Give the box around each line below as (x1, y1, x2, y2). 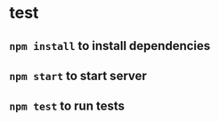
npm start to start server (9, 68, 147, 83)
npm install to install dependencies (9, 38, 211, 53)
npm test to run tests (9, 99, 125, 114)
